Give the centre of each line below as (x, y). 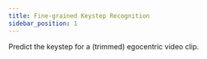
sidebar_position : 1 (43, 23)
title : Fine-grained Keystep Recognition (79, 16)
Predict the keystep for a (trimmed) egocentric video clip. (104, 46)
